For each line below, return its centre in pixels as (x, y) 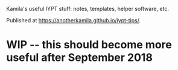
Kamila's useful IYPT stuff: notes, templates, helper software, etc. (87, 9)
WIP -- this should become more (89, 45)
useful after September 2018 (79, 58)
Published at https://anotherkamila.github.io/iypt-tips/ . (73, 20)
